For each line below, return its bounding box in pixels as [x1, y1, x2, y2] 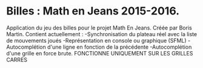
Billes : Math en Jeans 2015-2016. [6, 4, 180, 18]
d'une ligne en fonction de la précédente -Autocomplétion [47, 43, 192, 51]
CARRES [6, 56, 28, 63]
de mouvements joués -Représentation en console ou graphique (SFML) [6, 37, 187, 44]
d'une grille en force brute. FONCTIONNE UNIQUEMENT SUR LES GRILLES [6, 49, 193, 57]
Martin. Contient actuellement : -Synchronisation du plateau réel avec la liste [6, 30, 198, 37]
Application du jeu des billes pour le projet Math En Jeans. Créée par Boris [6, 24, 192, 31]
